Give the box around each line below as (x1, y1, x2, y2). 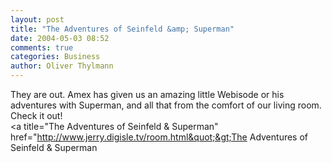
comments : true (10, 42, 74, 53)
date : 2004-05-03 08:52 (10, 33, 110, 43)
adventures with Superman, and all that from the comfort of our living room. (10, 99, 322, 111)
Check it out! (10, 110, 63, 121)
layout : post (10, 14, 65, 25)
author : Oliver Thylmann (10, 61, 114, 71)
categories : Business (10, 52, 101, 62)
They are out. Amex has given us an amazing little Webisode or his (10, 89, 285, 100)
